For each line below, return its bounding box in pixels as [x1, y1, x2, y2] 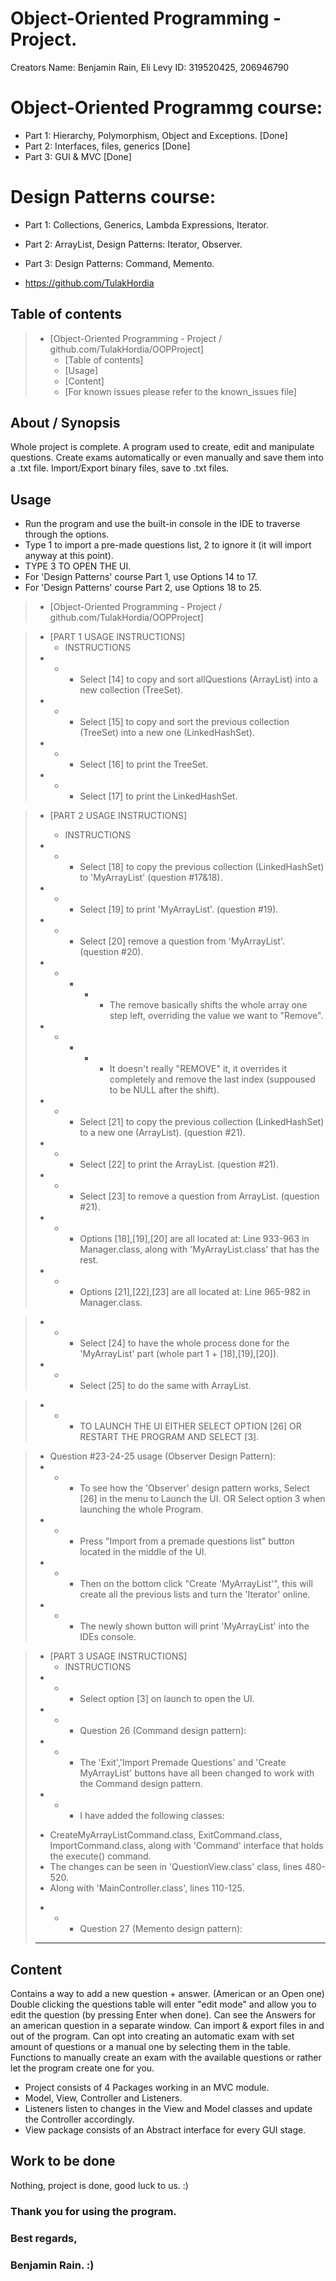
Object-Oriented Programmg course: [10, 97, 323, 119]
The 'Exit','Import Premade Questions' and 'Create [79, 1757, 287, 1769]
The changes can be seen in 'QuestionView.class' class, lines [49, 1861, 303, 1873]
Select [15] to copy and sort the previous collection [79, 716, 290, 728]
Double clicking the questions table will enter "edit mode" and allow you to [10, 1998, 317, 2011]
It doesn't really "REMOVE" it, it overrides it [109, 1063, 288, 1075]
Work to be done [10, 2153, 116, 2170]
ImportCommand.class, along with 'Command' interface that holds [49, 1840, 324, 1852]
